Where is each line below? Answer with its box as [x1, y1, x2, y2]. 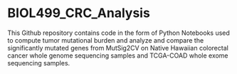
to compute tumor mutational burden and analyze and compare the [7, 36, 204, 44]
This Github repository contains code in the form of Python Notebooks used [7, 28, 230, 37]
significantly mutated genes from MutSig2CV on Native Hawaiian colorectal [7, 43, 229, 52]
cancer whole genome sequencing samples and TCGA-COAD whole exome [7, 51, 229, 60]
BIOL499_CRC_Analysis [7, 5, 151, 21]
